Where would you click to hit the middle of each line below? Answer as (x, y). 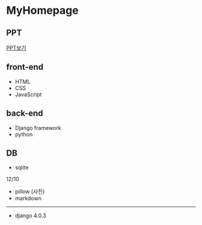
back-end (25, 113)
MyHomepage (43, 11)
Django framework (38, 128)
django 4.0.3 (30, 216)
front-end (25, 67)
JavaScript (28, 94)
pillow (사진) (30, 192)
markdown (28, 199)
